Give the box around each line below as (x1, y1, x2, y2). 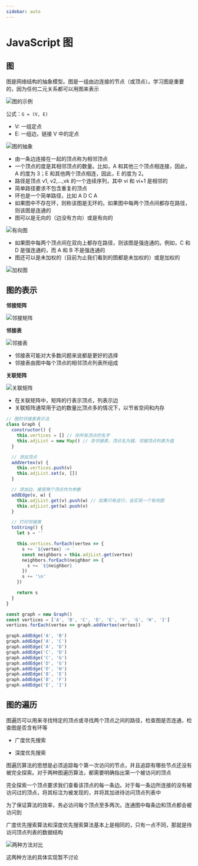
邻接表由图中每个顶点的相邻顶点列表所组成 (14, 359, 118, 366)
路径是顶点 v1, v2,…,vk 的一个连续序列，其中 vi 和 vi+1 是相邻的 (14, 177, 168, 184)
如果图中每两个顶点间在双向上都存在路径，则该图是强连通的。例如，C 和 (14, 239, 190, 246)
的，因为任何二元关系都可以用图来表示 (6, 85, 99, 92)
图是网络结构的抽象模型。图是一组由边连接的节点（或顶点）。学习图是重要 (6, 78, 184, 85)
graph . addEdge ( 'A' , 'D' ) (6, 644, 67, 650)
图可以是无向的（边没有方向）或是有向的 (14, 214, 113, 221)
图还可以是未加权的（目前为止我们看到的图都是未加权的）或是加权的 (14, 254, 180, 261)
